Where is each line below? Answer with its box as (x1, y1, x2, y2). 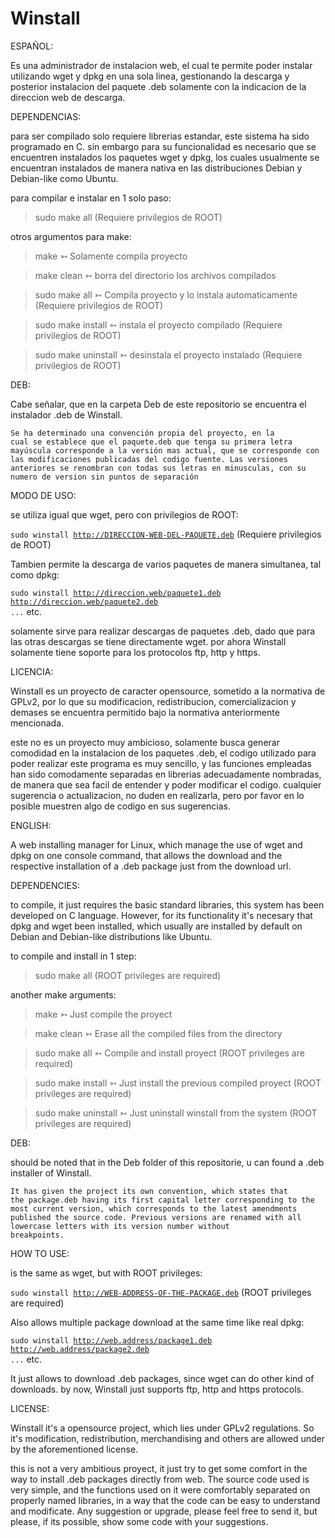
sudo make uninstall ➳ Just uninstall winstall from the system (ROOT (34, 1107, 318, 1119)
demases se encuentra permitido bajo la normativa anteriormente (10, 706, 280, 718)
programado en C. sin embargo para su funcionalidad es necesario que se (10, 140, 317, 152)
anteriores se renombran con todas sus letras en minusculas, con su (10, 463, 307, 473)
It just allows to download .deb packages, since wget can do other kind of (10, 1372, 315, 1384)
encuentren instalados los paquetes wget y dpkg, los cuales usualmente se (10, 151, 320, 163)
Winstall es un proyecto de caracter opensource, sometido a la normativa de (10, 685, 326, 697)
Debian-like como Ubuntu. (10, 172, 119, 184)
